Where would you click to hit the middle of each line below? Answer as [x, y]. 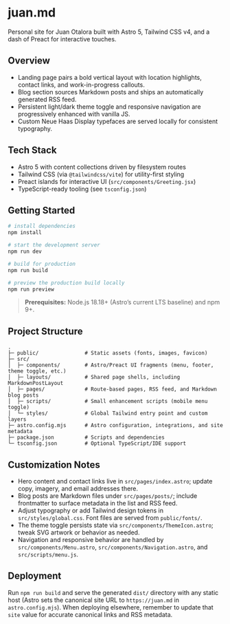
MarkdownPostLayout [36, 384]
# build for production [42, 264]
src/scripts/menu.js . [48, 554]
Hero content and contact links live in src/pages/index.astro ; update [115, 481]
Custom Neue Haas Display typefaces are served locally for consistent [118, 121]
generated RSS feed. [47, 99]
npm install [25, 233]
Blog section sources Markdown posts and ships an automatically [111, 92]
